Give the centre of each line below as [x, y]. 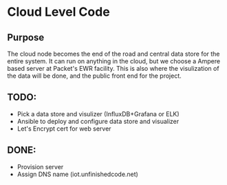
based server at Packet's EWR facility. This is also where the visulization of [113, 68]
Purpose [26, 37]
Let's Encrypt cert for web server [64, 129]
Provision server [40, 166]
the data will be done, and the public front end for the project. [95, 76]
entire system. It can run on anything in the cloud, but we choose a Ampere [114, 61]
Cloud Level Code [58, 12]
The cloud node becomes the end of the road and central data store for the [113, 54]
